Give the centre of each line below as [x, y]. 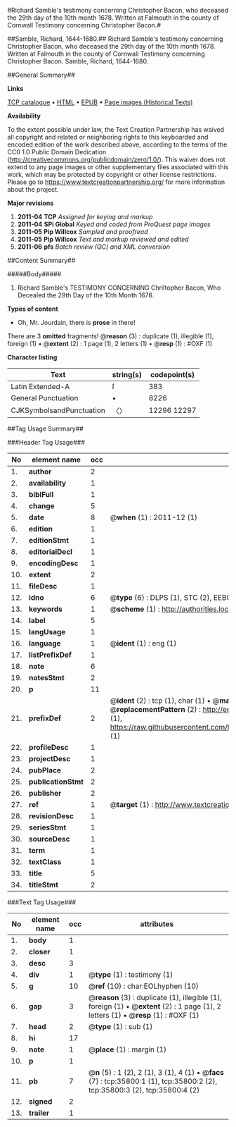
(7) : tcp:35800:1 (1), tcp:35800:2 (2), [153, 1081]
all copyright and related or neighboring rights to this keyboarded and [108, 137]
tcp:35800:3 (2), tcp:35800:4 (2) [144, 1090]
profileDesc [49, 747]
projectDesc [50, 759]
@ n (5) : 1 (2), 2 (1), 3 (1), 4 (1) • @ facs [157, 1072]
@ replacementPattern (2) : [156, 709]
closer [40, 952]
